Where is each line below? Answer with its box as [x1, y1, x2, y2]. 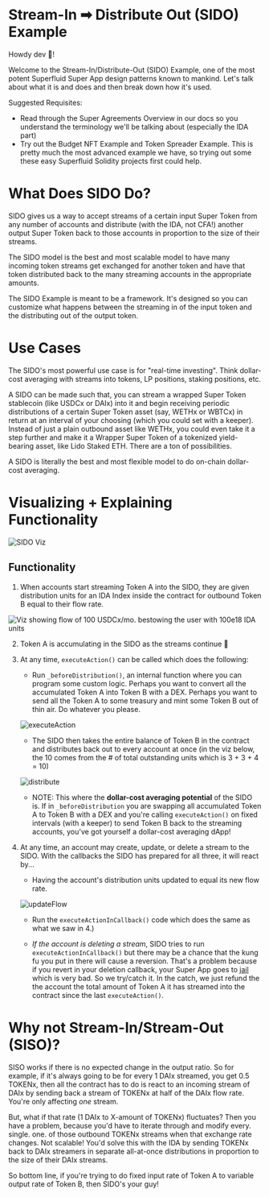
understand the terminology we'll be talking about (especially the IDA [19, 122, 249, 131]
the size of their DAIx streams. [8, 1154, 108, 1165]
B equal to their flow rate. [19, 598, 104, 609]
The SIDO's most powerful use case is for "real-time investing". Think [8, 365, 238, 375]
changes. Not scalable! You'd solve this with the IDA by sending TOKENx [8, 1137, 249, 1147]
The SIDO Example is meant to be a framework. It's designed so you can [8, 293, 248, 303]
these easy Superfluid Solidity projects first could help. [19, 155, 202, 166]
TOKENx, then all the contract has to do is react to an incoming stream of [8, 1079, 251, 1089]
